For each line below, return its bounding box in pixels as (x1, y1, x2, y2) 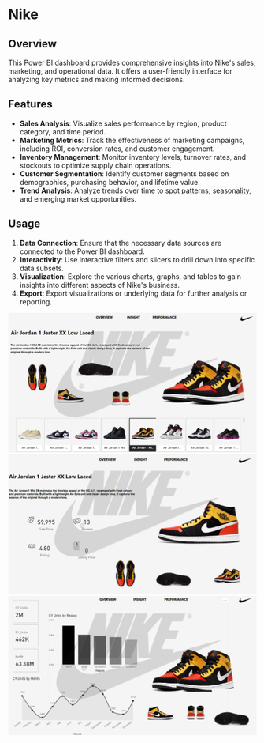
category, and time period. (19, 126, 106, 136)
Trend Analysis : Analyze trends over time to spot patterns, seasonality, (19, 186, 252, 195)
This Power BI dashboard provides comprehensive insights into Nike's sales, (8, 58, 256, 67)
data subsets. (19, 263, 65, 273)
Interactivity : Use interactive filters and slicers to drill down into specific (19, 255, 255, 264)
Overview (8, 37, 58, 51)
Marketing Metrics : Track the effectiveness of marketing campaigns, (19, 135, 245, 145)
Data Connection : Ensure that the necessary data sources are (19, 238, 222, 247)
